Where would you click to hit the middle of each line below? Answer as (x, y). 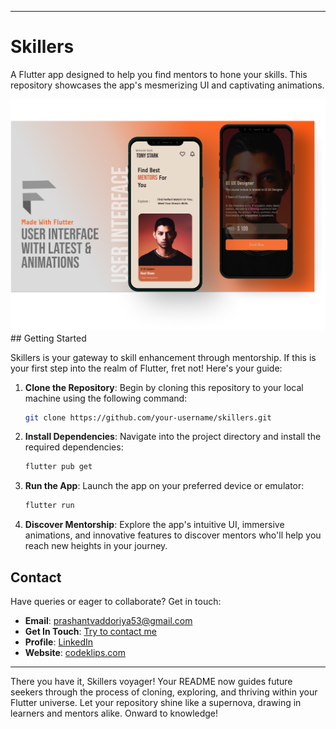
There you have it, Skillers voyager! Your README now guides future (151, 681)
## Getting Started (48, 338)
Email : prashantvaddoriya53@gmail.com (108, 620)
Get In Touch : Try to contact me (90, 631)
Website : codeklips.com (75, 652)
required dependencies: (74, 447)
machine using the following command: (106, 398)
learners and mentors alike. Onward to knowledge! (114, 713)
